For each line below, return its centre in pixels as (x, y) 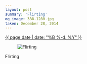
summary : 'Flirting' (26, 14)
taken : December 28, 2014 (32, 23)
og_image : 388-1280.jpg (30, 19)
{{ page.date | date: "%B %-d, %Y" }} (43, 37)
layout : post (19, 10)
